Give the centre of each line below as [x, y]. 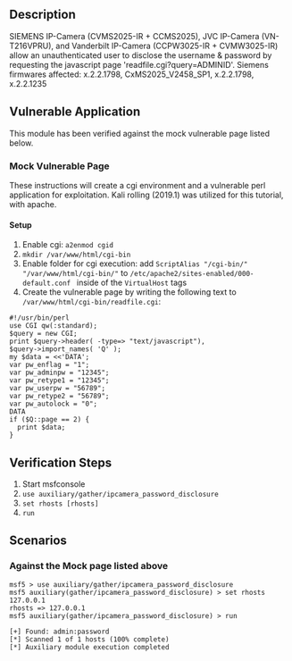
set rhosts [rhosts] [60, 504]
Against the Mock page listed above [88, 566]
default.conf [46, 284]
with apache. [33, 204]
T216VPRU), [32, 46]
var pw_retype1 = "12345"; [59, 381]
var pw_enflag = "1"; [50, 365]
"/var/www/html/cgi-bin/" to [75, 273]
